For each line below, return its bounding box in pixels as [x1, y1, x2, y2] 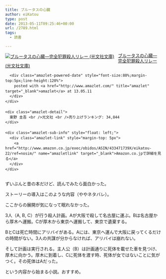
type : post [5, 16, 28, 21]
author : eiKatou [5, 12, 39, 17]
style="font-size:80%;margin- [85, 73, 148, 78]
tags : [5, 30, 16, 35]
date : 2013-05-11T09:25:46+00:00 [5, 21, 74, 26]
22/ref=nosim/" [5, 151, 37, 156]
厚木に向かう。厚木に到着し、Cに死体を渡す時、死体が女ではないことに [5, 252, 152, 258]
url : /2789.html [5, 26, 39, 31]
